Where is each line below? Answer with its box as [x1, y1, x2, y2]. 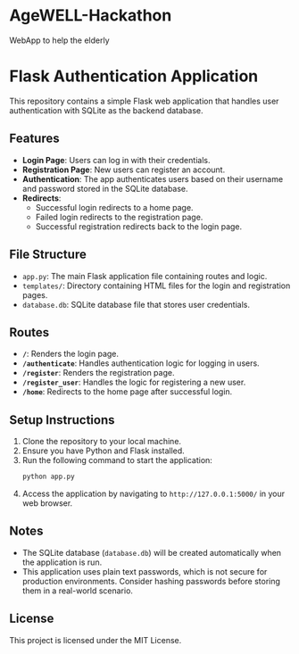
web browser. [21, 498, 73, 509]
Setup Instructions [9, 412, 115, 427]
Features [9, 131, 60, 146]
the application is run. [21, 557, 103, 567]
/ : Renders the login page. [21, 349, 119, 360]
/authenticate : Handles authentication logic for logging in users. [21, 358, 261, 368]
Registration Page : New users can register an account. [21, 164, 226, 175]
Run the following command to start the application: [21, 455, 212, 466]
